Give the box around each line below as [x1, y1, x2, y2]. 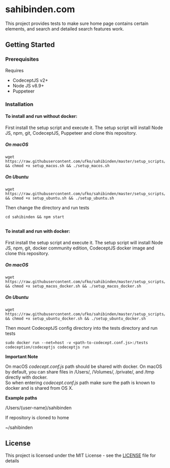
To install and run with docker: [5, 228, 71, 234]
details [5, 458, 19, 464]
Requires [5, 67, 24, 73]
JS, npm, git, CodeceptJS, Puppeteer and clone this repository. [5, 130, 137, 136]
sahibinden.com [5, 4, 75, 15]
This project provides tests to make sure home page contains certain [5, 20, 149, 26]
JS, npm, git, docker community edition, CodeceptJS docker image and [5, 245, 154, 251]
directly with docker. [5, 374, 48, 380]
